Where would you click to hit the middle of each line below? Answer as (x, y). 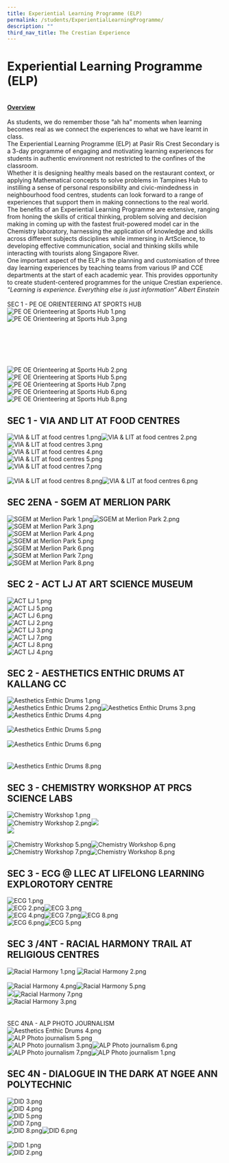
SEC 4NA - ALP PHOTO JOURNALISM (61, 1023)
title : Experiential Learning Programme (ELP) (75, 13)
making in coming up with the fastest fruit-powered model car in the (103, 224)
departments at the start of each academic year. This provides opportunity (112, 275)
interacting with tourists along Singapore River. (73, 253)
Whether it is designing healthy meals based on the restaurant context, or (111, 173)
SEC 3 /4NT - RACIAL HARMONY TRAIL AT (100, 944)
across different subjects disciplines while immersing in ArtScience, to (106, 239)
